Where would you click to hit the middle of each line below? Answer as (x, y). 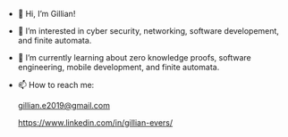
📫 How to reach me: (56, 85)
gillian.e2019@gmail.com (64, 105)
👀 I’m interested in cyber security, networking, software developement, (148, 31)
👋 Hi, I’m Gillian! (47, 14)
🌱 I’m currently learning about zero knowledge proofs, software (135, 57)
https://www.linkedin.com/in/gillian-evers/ (95, 123)
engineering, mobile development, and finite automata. (119, 67)
